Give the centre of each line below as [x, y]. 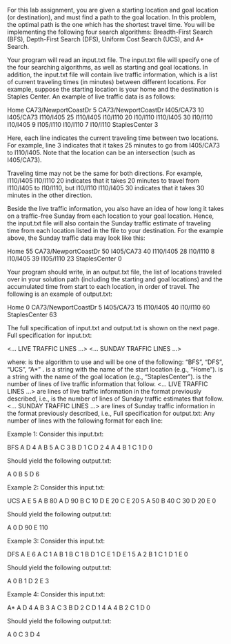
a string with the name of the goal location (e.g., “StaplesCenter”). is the [110, 376]
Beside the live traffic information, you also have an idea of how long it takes [115, 209]
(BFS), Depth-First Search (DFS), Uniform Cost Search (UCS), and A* [106, 39]
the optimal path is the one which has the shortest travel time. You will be [111, 24]
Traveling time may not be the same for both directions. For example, [105, 173]
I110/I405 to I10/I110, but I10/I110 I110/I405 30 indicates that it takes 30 [106, 188]
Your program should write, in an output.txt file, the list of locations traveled [114, 272]
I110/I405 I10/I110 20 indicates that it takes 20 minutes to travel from [103, 181]
